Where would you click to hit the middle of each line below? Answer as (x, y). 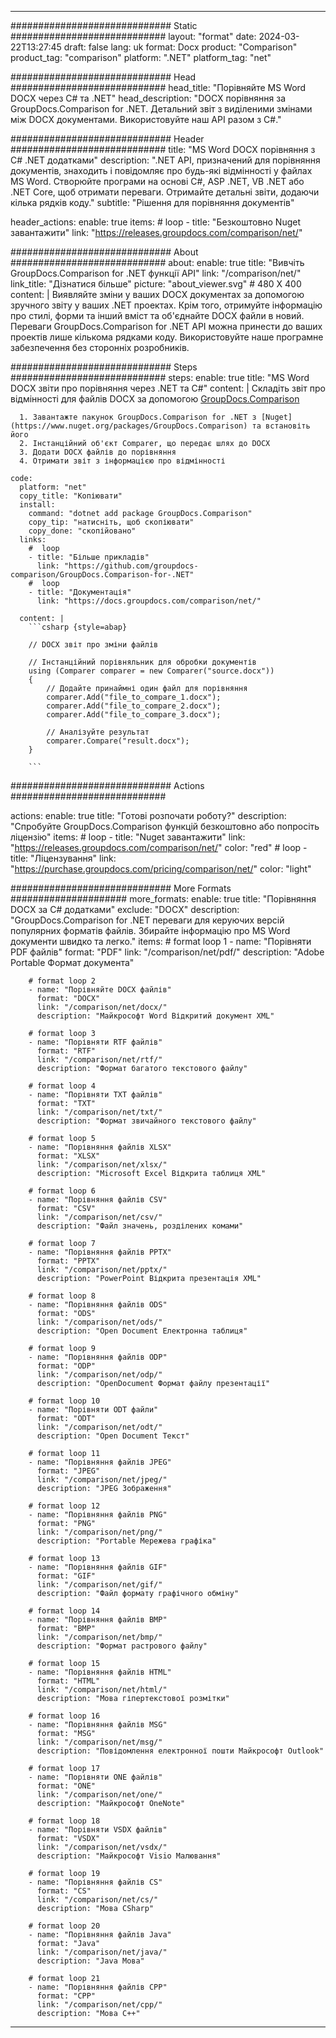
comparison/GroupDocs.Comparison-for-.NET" (102, 575)
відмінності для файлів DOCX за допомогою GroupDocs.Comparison (155, 399)
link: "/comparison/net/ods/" (99, 1322)
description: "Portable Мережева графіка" (126, 1541)
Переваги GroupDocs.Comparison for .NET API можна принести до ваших (166, 326)
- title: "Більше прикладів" (89, 557)
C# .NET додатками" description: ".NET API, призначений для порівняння (165, 160)
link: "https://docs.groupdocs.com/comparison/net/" (149, 601)
